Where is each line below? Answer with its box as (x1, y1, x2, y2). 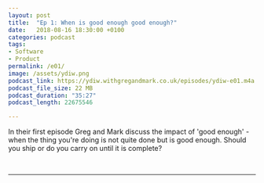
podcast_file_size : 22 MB (8, 84, 93, 92)
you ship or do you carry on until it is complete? (8, 144, 163, 153)
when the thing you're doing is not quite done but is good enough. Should (8, 135, 247, 145)
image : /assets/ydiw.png (8, 70, 90, 77)
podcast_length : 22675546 (8, 99, 93, 106)
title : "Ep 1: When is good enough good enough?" (8, 19, 178, 27)
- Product (8, 56, 41, 63)
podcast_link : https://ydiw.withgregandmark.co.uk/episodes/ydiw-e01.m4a (8, 77, 255, 84)
